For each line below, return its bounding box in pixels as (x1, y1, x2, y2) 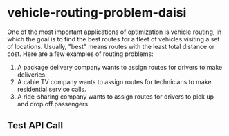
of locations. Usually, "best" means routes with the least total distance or (7, 42, 215, 50)
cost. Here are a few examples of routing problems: (7, 50, 154, 58)
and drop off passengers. (17, 99, 90, 108)
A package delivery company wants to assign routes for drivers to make (17, 63, 223, 71)
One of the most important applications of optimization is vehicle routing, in (7, 28, 222, 36)
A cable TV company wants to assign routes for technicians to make (17, 77, 212, 86)
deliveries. (17, 70, 47, 79)
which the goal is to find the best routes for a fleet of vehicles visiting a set (7, 35, 220, 43)
